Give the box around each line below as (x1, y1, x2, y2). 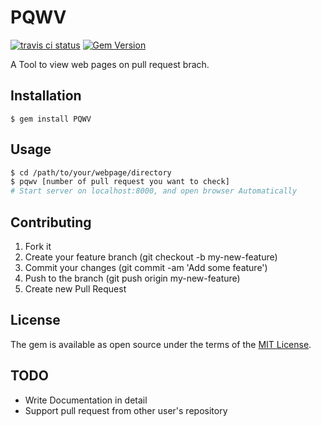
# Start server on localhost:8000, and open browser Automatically (10, 186, 298, 196)
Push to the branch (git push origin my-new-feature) (24, 272, 241, 284)
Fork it (24, 241, 52, 252)
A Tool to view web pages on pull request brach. (10, 58, 210, 70)
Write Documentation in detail (24, 394, 148, 406)
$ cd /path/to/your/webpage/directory (10, 167, 172, 178)
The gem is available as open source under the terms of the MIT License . (10, 338, 312, 350)
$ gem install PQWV (10, 114, 92, 124)
